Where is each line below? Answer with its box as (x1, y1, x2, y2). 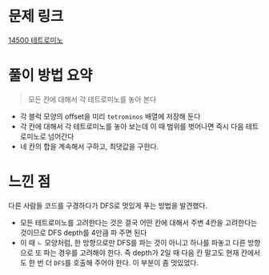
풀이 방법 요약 (8, 67, 93, 85)
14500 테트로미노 (8, 35, 64, 45)
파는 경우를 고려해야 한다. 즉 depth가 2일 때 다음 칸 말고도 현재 (43, 248, 239, 257)
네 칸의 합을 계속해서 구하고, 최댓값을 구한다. (19, 141, 159, 151)
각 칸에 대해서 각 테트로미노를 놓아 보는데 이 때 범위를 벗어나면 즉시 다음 (19, 121, 244, 131)
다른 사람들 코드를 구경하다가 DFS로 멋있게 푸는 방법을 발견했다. (8, 200, 208, 210)
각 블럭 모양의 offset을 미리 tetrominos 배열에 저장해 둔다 (19, 111, 201, 121)
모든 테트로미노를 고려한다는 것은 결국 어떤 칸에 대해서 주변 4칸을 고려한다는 (19, 217, 258, 227)
